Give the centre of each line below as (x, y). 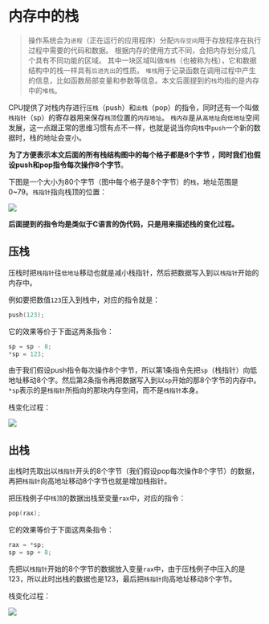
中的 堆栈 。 (45, 90)
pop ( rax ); (25, 514)
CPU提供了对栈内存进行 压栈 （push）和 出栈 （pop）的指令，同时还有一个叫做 (134, 107)
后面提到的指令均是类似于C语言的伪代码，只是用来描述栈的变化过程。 (124, 224)
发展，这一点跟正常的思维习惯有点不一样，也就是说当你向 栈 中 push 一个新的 (131, 127)
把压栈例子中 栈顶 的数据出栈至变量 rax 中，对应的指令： (97, 498)
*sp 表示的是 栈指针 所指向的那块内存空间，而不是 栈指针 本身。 (106, 390)
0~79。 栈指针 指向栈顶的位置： (57, 192)
